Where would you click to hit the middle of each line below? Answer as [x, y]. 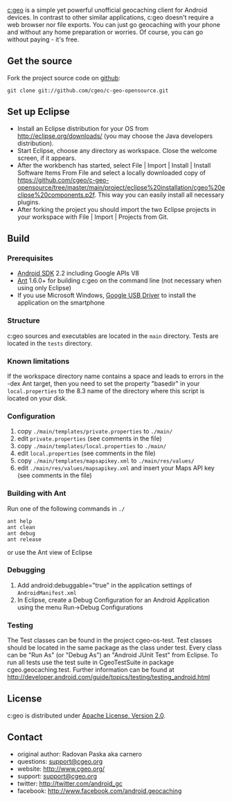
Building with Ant [37, 493]
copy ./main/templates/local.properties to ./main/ [92, 446]
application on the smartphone [61, 303]
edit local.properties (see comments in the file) [86, 454]
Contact [25, 737]
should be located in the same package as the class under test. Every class [115, 648]
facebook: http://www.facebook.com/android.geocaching [99, 791]
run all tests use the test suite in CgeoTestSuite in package [91, 662]
